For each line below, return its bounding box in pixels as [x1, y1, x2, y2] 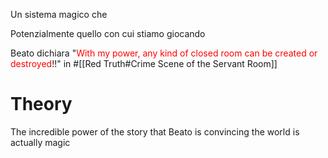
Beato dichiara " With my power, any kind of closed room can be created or [10, 47, 318, 59]
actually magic [10, 136, 71, 148]
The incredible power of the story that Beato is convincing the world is [10, 125, 300, 138]
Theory [10, 93, 73, 116]
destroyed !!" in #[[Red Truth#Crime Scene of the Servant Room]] [10, 58, 278, 69]
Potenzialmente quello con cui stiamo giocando [10, 28, 206, 39]
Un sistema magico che [10, 9, 108, 20]
